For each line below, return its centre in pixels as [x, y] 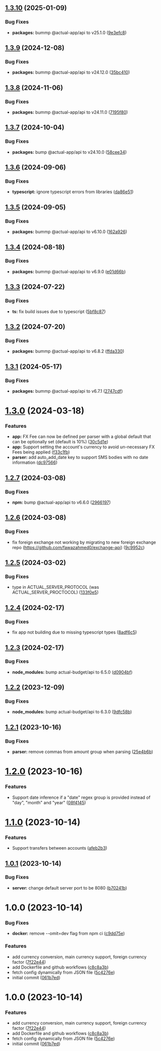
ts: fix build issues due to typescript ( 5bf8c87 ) [59, 311]
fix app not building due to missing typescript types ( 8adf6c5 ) [74, 632]
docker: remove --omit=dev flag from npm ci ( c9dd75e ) [69, 933]
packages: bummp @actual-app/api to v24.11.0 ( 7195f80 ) [70, 112]
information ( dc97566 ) [35, 462]
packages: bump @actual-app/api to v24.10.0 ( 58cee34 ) [69, 152]
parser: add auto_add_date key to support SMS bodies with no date [80, 457]
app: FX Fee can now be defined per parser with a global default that [81, 436]
